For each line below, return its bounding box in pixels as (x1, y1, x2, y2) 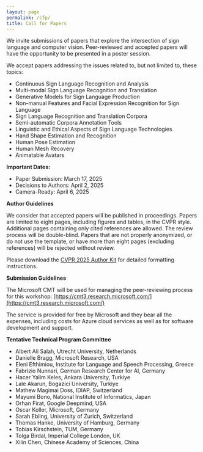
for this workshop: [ (6, 293, 56, 300)
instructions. (6, 263, 38, 270)
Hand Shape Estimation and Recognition (15, 132, 117, 139)
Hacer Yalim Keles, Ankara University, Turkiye (15, 374, 130, 381)
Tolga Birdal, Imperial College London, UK (15, 432, 120, 440)
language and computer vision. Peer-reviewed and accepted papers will (6, 43, 188, 51)
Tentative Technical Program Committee (6, 336, 111, 343)
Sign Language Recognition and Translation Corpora (15, 112, 148, 120)
